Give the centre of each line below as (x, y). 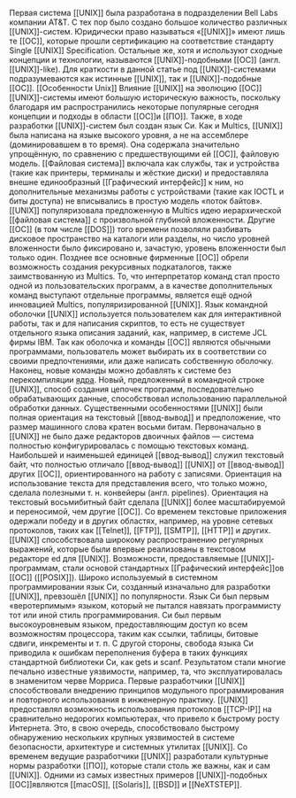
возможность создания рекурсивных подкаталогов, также (121, 267)
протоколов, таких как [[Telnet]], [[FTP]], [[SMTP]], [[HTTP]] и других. (140, 530)
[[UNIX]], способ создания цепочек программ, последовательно (132, 389)
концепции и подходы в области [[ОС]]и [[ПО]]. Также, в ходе (126, 116)
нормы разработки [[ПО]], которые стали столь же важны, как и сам (140, 766)
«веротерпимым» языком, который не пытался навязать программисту (145, 605)
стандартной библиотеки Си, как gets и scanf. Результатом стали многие (148, 662)
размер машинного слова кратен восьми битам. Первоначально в (136, 427)
